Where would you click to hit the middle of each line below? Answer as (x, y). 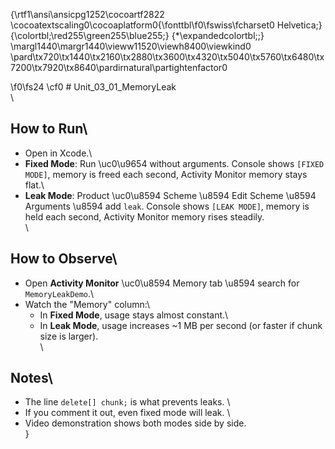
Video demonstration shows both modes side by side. (135, 423)
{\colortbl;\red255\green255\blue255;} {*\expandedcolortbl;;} (137, 35)
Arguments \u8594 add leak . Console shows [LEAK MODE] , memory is (167, 206)
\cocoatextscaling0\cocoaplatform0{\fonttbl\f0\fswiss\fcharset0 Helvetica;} (166, 25)
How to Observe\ (64, 259)
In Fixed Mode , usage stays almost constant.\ (134, 315)
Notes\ (31, 378)
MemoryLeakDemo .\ (59, 293)
